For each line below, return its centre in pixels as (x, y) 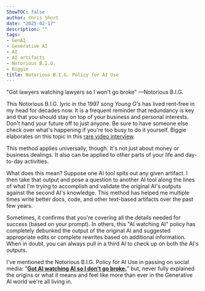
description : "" (27, 29)
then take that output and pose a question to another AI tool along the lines (101, 180)
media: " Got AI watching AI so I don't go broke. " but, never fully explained (100, 269)
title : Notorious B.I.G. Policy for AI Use (63, 75)
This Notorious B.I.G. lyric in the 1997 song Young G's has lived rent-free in (101, 104)
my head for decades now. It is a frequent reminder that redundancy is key (100, 110)
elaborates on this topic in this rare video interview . (71, 137)
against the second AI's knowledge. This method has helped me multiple (98, 193)
